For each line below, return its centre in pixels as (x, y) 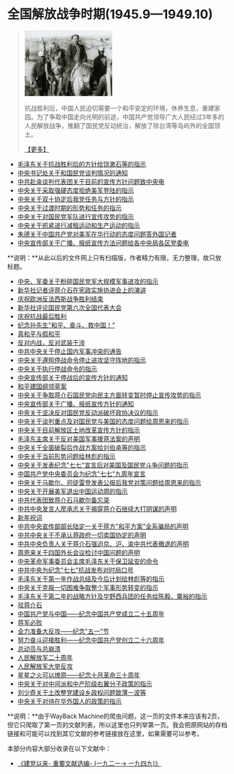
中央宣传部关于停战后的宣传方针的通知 (72, 377)
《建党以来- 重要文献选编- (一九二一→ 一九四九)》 (89, 763)
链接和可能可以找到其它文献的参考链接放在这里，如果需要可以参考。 (105, 733)
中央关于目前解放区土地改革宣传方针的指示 (79, 430)
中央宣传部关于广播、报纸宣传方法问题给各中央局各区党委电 (103, 243)
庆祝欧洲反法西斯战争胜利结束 (60, 299)
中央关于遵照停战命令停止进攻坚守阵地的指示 (82, 360)
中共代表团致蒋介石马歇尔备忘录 (63, 500)
